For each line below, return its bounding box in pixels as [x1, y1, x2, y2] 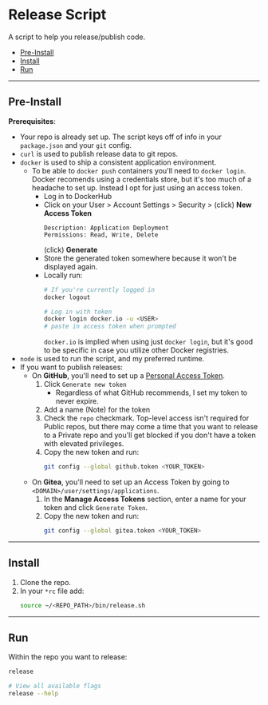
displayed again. [43, 261, 98, 271]
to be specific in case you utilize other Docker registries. [43, 345, 230, 355]
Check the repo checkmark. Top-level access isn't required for [43, 413, 250, 423]
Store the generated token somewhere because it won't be [43, 253, 238, 263]
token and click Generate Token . [43, 503, 148, 512]
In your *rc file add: [19, 586, 85, 595]
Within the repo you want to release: [8, 652, 128, 662]
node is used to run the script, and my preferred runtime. [19, 354, 205, 364]
